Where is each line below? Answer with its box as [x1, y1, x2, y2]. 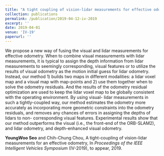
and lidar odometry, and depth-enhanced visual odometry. [5, 125, 123, 131]
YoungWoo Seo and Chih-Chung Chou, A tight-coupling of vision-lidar [5, 135, 147, 140]
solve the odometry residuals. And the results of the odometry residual [5, 84, 147, 90]
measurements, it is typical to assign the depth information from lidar [5, 58, 144, 64]
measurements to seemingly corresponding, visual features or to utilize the [5, 63, 156, 69]
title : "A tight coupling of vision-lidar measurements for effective [5, 7, 152, 12]
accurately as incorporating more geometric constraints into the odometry [5, 104, 154, 110]
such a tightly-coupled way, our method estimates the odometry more [5, 99, 146, 105]
